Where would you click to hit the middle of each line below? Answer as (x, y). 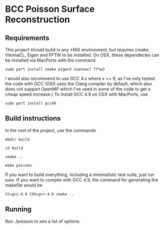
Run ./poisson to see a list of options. (43, 221)
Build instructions (33, 118)
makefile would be (24, 185)
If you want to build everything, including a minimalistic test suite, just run (80, 175)
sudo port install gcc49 (31, 103)
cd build (14, 148)
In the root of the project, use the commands (51, 130)
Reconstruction (38, 20)
